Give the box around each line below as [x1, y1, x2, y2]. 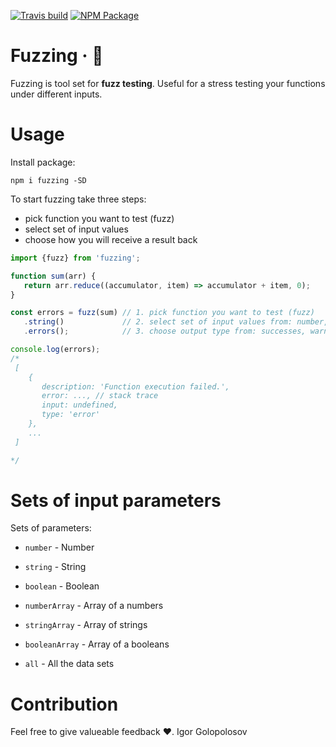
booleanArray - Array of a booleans [24, 638, 170, 650]
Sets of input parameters [10, 489, 222, 512]
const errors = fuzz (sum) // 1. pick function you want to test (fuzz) [10, 308, 315, 318]
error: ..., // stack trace [41, 391, 159, 401]
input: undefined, [41, 400, 118, 410]
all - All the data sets [24, 658, 115, 670]
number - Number [24, 541, 95, 554]
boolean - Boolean [24, 580, 100, 592]
